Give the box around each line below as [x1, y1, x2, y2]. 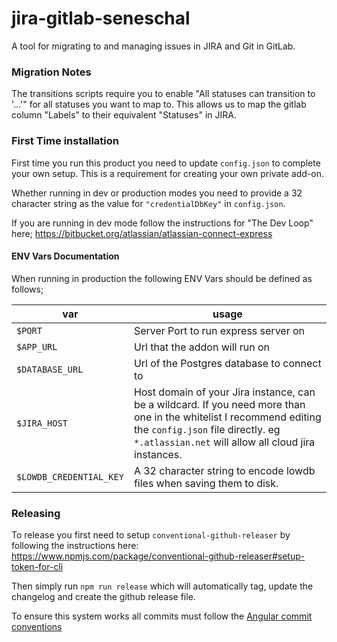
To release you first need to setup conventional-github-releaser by [11, 529, 291, 541]
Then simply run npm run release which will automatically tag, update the [11, 580, 314, 592]
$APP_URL [16, 341, 58, 352]
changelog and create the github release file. [11, 591, 196, 603]
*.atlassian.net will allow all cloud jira [133, 435, 316, 449]
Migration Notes [11, 65, 92, 79]
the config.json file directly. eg [133, 422, 281, 436]
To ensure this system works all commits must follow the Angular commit [11, 610, 313, 622]
